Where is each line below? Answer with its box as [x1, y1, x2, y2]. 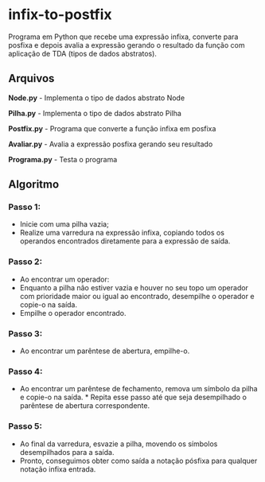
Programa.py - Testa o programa [8, 154, 118, 164]
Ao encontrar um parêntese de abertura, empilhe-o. [19, 346, 190, 356]
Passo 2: [8, 256, 42, 267]
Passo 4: [8, 366, 43, 377]
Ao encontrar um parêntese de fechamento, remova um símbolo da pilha [19, 384, 258, 394]
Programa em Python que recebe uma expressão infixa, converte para [8, 32, 239, 41]
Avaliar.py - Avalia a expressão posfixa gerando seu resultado [8, 139, 213, 149]
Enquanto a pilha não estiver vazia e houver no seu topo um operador [19, 282, 249, 292]
